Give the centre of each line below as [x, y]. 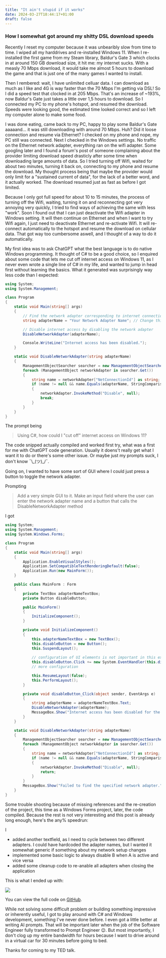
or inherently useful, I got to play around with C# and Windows [69, 914]
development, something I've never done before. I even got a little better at [81, 919]
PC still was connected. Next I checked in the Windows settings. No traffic [81, 140]
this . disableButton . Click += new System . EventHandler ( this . [95, 662]
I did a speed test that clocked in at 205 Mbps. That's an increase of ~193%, [83, 93]
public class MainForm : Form [45, 585]
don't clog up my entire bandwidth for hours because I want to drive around [82, 935]
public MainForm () [42, 607]
